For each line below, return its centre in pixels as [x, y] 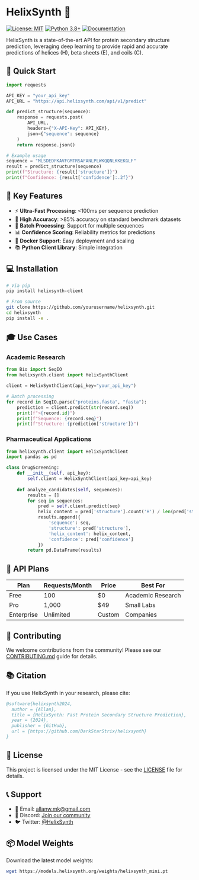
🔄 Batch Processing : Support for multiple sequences [79, 225]
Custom [108, 615]
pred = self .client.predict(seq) [79, 506]
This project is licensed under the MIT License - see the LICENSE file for [94, 769]
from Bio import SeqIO [34, 370]
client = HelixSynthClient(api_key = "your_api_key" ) [71, 386]
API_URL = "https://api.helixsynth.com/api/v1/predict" [76, 101]
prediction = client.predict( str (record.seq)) [75, 407]
